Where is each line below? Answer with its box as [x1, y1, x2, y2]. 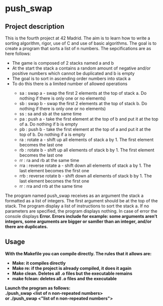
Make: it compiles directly [12, 260, 66, 266]
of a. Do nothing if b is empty [19, 121, 78, 127]
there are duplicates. [5, 224, 48, 229]
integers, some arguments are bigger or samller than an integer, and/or [5, 218, 152, 224]
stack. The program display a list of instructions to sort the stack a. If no [5, 203, 149, 209]
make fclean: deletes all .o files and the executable [12, 275, 117, 281]
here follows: [5, 51, 31, 56]
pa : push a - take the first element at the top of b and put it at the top [19, 116, 159, 122]
